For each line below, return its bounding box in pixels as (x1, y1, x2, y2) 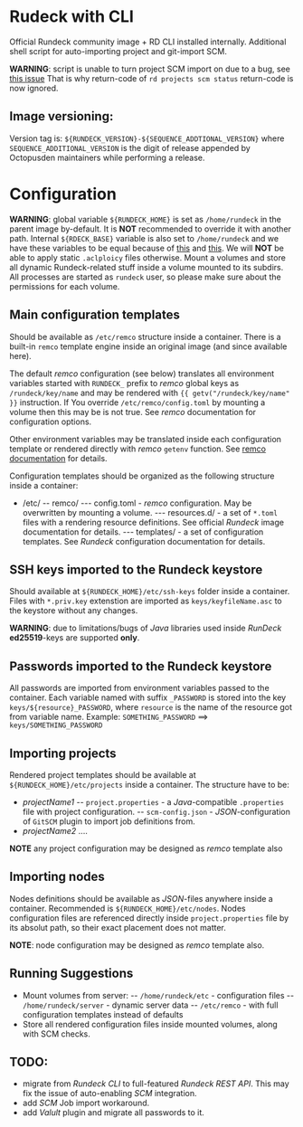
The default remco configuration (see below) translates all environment (9, 368, 275, 379)
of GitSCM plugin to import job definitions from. (22, 816, 196, 827)
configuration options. (9, 416, 92, 427)
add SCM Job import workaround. (22, 1097, 150, 1109)
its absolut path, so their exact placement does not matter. (9, 922, 226, 933)
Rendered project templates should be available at (9, 769, 196, 780)
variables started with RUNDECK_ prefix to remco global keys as (9, 377, 240, 388)
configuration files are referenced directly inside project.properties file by (9, 912, 289, 923)
